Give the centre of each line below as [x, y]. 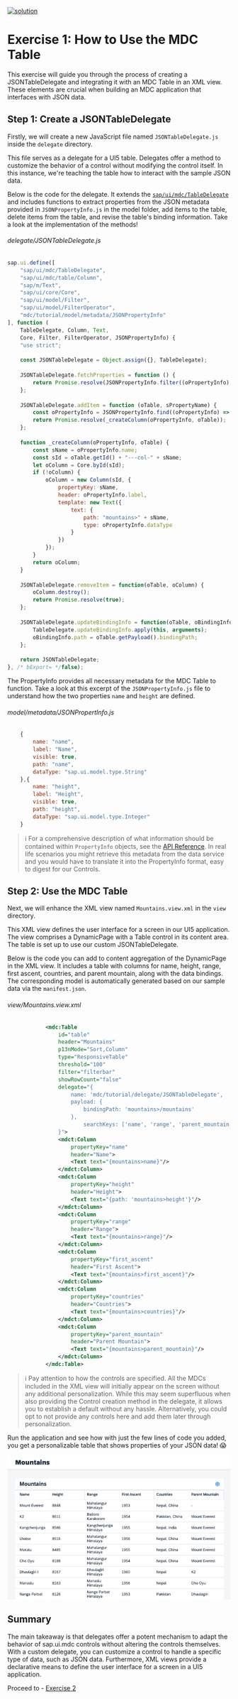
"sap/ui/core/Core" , [50, 293]
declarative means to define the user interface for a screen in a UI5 [105, 1666]
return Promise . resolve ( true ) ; [79, 600]
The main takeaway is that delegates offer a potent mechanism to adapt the [118, 1636]
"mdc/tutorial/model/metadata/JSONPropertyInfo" [93, 315]
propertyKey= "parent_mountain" [117, 1334]
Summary [29, 1619]
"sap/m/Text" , [41, 285]
